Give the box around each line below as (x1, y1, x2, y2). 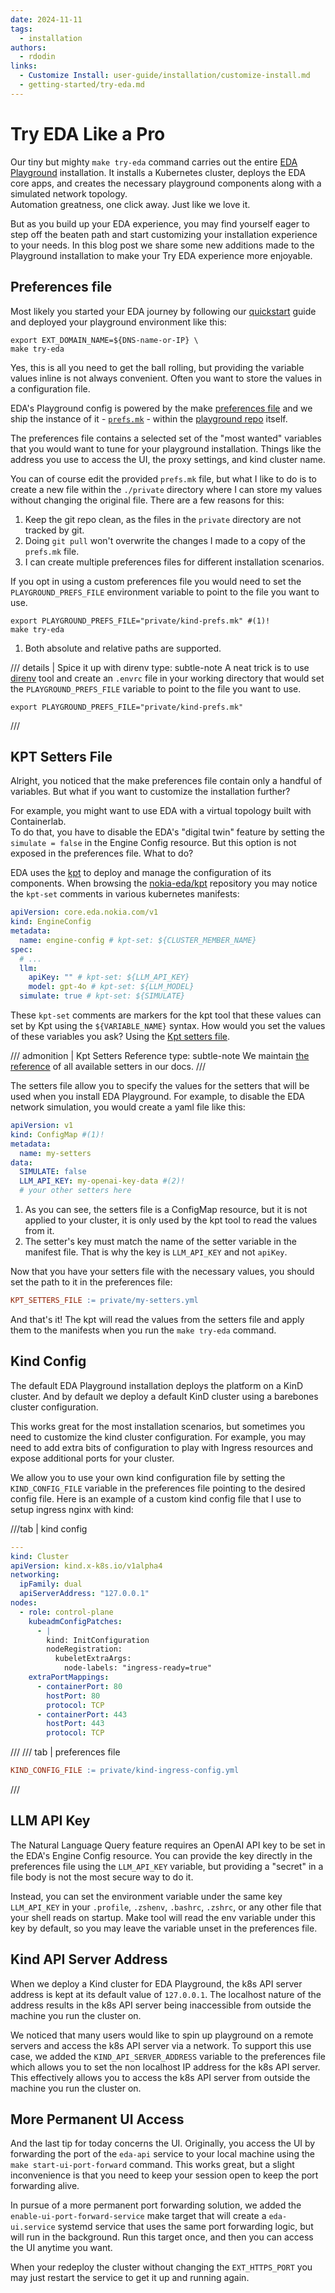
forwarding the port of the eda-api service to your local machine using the (10, 2148, 315, 2160)
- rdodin (19, 52, 56, 62)
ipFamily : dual (19, 1579, 83, 1590)
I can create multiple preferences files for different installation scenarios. (24, 556, 325, 568)
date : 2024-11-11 (10, 14, 83, 25)
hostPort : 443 (46, 1719, 105, 1729)
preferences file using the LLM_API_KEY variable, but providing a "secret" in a (10, 1860, 324, 1872)
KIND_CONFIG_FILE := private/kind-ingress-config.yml (10, 1766, 240, 1776)
